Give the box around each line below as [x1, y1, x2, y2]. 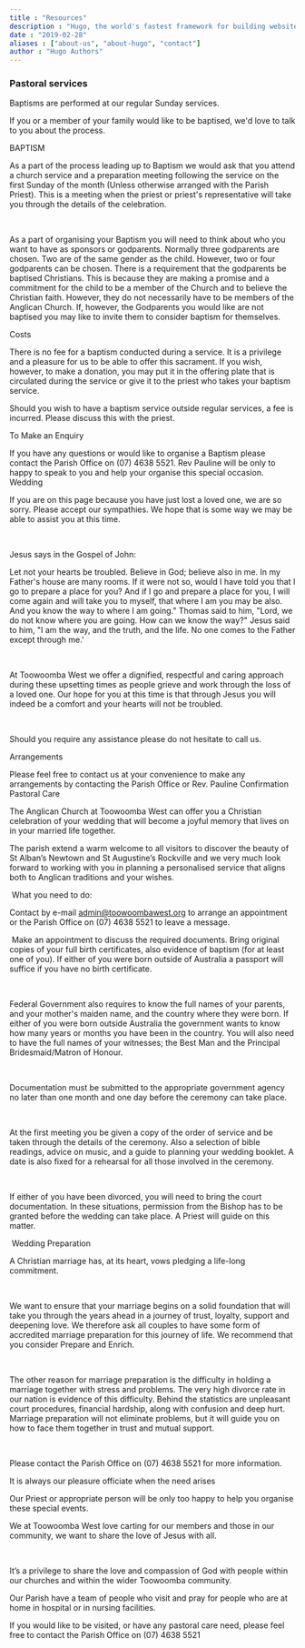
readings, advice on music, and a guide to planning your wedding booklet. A [9, 1147, 294, 1158]
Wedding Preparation [11, 1238, 91, 1249]
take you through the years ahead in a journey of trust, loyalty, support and [9, 1311, 290, 1321]
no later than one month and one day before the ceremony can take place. [9, 1092, 288, 1103]
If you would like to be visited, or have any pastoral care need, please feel [9, 1620, 285, 1631]
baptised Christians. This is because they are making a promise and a [9, 273, 270, 284]
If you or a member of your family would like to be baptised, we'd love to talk [9, 116, 296, 126]
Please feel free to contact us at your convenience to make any [9, 769, 246, 780]
